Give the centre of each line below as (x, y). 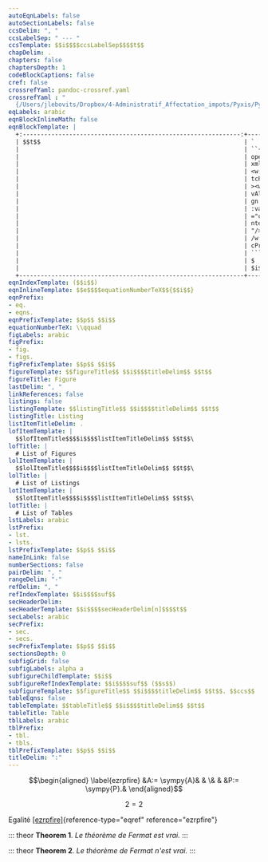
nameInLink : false (39, 557)
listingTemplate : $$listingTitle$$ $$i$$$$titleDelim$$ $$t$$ (114, 409)
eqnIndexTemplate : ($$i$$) (53, 283)
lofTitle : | (28, 446)
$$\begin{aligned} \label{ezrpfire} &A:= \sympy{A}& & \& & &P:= (134, 781)
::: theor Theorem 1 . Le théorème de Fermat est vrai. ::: (99, 836)
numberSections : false (46, 565)
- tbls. (21, 743)
